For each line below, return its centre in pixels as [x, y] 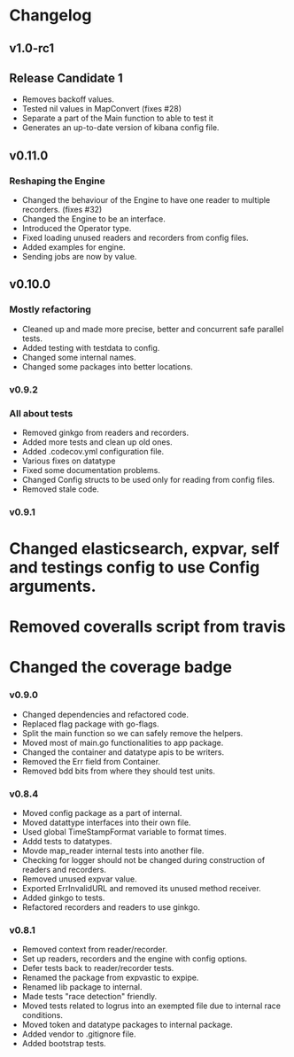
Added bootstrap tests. [64, 1044]
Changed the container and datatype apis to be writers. [123, 752]
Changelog [50, 16]
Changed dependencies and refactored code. [105, 714]
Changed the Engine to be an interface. [93, 219]
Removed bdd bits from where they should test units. [118, 771]
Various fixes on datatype [69, 461]
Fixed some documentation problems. [91, 470]
